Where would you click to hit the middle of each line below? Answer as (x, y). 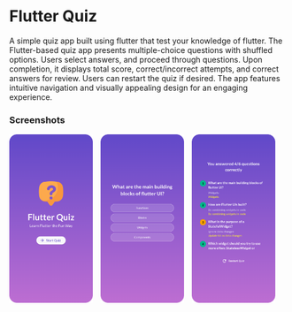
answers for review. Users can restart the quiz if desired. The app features (145, 78)
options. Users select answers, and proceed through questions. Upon (136, 59)
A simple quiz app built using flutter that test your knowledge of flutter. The (146, 41)
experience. (31, 97)
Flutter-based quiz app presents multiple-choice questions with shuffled (141, 49)
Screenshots (37, 119)
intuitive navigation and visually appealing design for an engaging (129, 88)
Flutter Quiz (53, 16)
